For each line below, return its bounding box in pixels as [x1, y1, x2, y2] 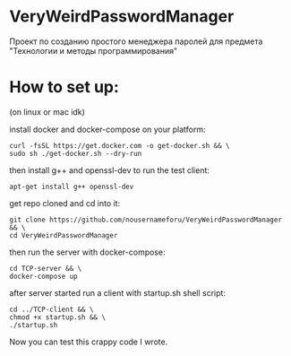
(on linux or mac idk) [9, 106, 85, 117]
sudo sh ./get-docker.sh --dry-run [9, 149, 142, 158]
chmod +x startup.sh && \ [9, 312, 106, 322]
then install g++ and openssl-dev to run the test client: [9, 164, 210, 176]
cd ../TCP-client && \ [9, 305, 94, 314]
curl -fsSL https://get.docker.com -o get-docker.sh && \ [9, 141, 230, 150]
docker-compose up [9, 272, 78, 281]
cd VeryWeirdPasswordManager [9, 230, 118, 239]
